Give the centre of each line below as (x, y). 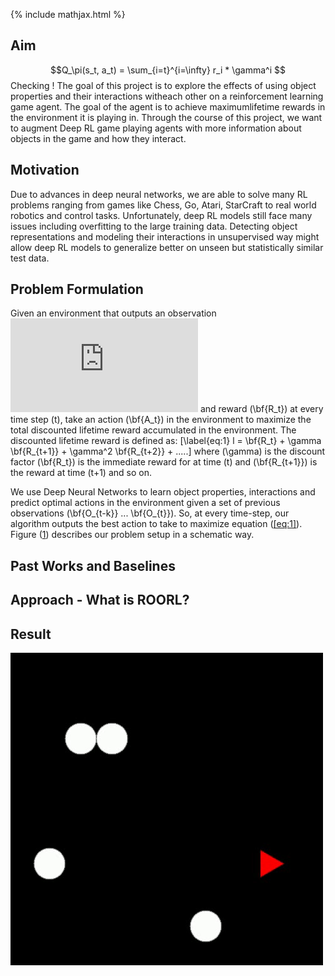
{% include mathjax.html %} (68, 14)
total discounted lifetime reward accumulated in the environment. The (153, 430)
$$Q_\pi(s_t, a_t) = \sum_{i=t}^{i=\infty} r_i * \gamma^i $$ (168, 70)
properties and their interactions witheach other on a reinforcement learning (167, 96)
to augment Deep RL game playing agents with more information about (156, 128)
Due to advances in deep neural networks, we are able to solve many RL (159, 194)
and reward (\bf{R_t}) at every (261, 409)
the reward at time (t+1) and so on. (81, 473)
